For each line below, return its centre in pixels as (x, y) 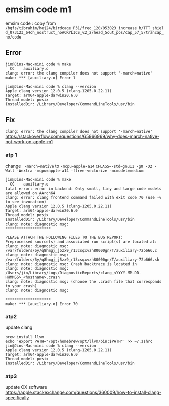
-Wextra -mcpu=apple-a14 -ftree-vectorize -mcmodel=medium (80, 171)
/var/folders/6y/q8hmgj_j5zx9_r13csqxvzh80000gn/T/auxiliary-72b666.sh (82, 260)
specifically (17, 398)
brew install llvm (25, 337)
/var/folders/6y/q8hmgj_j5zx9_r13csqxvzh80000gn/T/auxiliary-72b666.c (81, 250)
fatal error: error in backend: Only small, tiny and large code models (83, 189)
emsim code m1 (38, 9)
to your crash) (21, 286)
